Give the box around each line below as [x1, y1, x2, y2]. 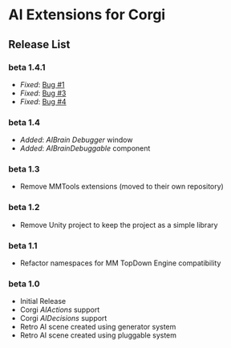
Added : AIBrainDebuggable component [19, 144, 151, 153]
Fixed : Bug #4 [19, 96, 67, 106]
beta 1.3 [8, 164, 40, 175]
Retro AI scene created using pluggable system [19, 330, 177, 340]
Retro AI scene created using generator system [19, 322, 176, 332]
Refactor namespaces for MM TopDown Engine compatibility [19, 258, 221, 268]
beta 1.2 [8, 202, 40, 213]
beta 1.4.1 [8, 62, 46, 73]
